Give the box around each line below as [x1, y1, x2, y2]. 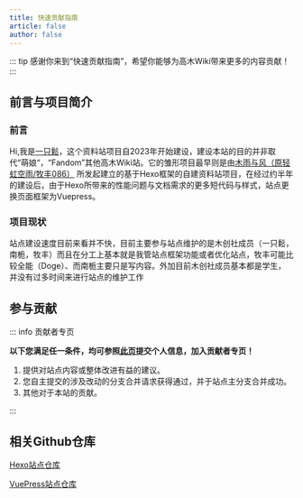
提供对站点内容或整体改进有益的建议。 [22, 364, 165, 375]
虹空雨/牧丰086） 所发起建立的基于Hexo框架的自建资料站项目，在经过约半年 [9, 169, 294, 180]
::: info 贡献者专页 [9, 327, 75, 337]
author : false [9, 30, 63, 39]
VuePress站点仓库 [9, 478, 78, 489]
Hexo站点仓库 [9, 459, 60, 470]
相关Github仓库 [9, 434, 96, 449]
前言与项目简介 [9, 94, 93, 109]
